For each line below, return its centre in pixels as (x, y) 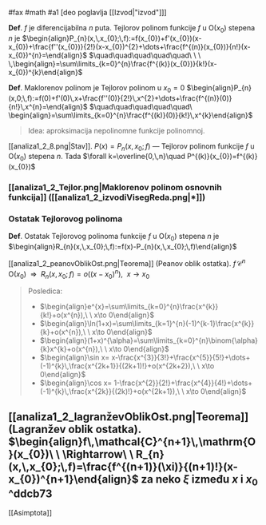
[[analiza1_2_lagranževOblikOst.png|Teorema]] (129, 417)
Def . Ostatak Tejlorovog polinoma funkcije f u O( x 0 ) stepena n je (114, 237)
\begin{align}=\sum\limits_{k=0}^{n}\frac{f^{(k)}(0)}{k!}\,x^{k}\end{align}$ (131, 115)
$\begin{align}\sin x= (75, 358)
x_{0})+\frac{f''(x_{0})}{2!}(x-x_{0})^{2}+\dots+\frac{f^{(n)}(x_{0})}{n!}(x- (129, 46)
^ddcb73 (30, 493)
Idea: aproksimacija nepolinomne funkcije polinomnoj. (116, 130)
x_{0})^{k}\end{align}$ (46, 72)
